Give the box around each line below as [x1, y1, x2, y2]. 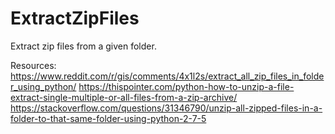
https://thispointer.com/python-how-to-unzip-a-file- [78, 80, 295, 92]
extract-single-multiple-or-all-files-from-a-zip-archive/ [10, 91, 238, 103]
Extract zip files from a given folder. [10, 40, 157, 52]
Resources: [10, 59, 57, 71]
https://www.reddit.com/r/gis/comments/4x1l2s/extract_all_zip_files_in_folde [10, 70, 325, 82]
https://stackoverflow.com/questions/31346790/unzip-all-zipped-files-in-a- [10, 102, 323, 114]
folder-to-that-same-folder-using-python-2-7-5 [10, 112, 207, 124]
